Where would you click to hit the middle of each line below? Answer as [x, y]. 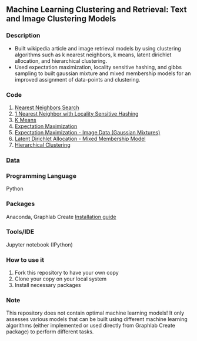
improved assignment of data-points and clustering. [77, 79]
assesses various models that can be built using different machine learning [97, 319]
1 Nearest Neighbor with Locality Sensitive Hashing [76, 113]
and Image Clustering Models [61, 19]
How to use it [25, 259]
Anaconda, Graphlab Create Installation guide [61, 217]
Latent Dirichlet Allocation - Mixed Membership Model [80, 139]
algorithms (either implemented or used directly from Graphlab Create [91, 326]
